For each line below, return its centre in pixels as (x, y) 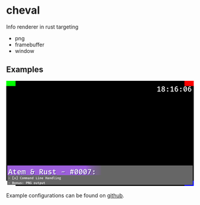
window (24, 51)
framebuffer (29, 45)
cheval (23, 10)
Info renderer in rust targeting (42, 27)
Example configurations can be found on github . (65, 195)
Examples (25, 70)
